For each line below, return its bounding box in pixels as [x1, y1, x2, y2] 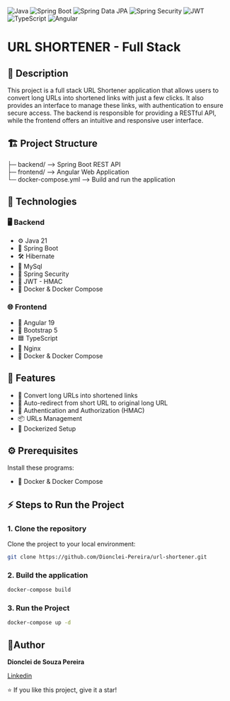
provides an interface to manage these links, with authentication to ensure [7, 101, 224, 109]
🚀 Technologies [7, 196, 77, 208]
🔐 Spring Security [17, 270, 69, 278]
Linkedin [7, 671, 33, 680]
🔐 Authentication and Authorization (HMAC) [17, 406, 145, 414]
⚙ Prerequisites [7, 445, 79, 457]
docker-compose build [7, 586, 71, 594]
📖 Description [7, 67, 69, 79]
